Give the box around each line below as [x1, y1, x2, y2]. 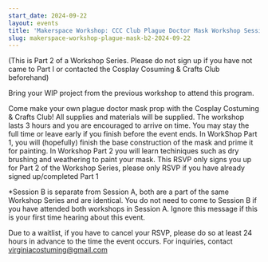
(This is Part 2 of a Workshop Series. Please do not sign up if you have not [8, 56, 253, 65]
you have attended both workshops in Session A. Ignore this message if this [8, 204, 258, 214]
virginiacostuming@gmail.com [8, 245, 108, 255]
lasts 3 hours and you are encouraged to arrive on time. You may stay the [8, 121, 250, 130]
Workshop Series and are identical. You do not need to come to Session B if [8, 196, 258, 205]
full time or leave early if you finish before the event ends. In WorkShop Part [8, 129, 258, 139]
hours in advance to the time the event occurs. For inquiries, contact [8, 236, 233, 246]
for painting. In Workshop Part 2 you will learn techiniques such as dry [8, 146, 239, 156]
